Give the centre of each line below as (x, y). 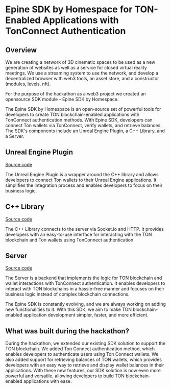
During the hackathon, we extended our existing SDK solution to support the (86, 344)
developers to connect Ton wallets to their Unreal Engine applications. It (81, 180)
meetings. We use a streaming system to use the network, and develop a (82, 73)
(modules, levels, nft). (28, 84)
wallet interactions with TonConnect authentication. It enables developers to (85, 283)
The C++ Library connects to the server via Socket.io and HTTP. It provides (85, 229)
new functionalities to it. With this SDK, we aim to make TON (68, 309)
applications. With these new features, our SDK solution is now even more (83, 371)
